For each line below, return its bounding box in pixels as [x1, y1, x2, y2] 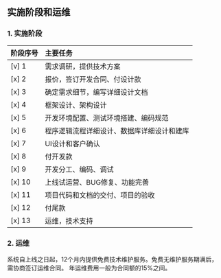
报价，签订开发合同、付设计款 [45, 74, 142, 84]
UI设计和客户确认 [45, 139, 101, 148]
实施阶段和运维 [7, 6, 71, 19]
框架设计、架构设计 [45, 100, 108, 110]
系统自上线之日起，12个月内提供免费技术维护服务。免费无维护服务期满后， [7, 255, 218, 263]
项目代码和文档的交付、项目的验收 [45, 190, 156, 200]
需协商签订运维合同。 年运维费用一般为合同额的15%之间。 [7, 264, 172, 272]
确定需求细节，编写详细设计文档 [45, 87, 149, 97]
